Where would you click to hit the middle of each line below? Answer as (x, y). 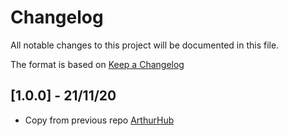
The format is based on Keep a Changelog (97, 64)
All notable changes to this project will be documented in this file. (145, 45)
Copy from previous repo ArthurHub (99, 120)
